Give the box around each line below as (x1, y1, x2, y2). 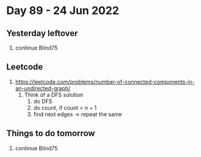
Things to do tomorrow (6, 128, 95, 139)
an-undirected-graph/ (15, 84, 71, 92)
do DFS (33, 97, 53, 104)
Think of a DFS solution (24, 91, 84, 98)
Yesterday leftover (6, 28, 78, 38)
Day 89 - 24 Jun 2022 (6, 4, 119, 18)
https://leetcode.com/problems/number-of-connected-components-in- (15, 78, 195, 86)
